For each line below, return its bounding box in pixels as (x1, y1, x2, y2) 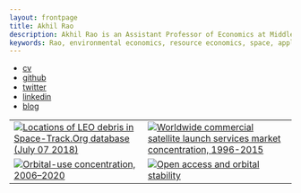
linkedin (21, 92, 52, 102)
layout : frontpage (9, 13, 78, 22)
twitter (21, 82, 47, 92)
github (21, 73, 47, 83)
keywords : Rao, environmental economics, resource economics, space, (9, 38, 275, 48)
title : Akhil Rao (9, 22, 74, 31)
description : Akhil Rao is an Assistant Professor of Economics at (9, 30, 267, 39)
